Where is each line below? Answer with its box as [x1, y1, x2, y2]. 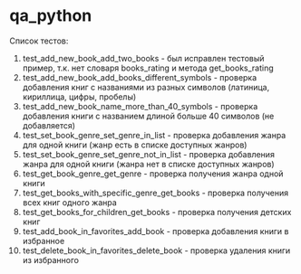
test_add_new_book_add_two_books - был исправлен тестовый [22, 52, 265, 63]
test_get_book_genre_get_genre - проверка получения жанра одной [22, 168, 284, 179]
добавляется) [22, 119, 75, 131]
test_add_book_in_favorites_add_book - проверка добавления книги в [22, 225, 289, 236]
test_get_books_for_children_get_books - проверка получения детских [22, 206, 292, 217]
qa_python [9, 5, 92, 26]
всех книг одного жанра [22, 196, 118, 208]
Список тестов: [9, 35, 69, 46]
